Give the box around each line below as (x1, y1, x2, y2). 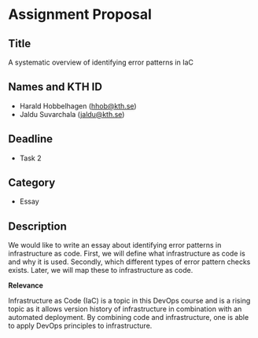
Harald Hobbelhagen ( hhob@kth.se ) (19, 101, 137, 111)
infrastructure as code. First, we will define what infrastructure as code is (8, 249, 245, 259)
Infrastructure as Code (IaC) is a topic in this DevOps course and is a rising (8, 296, 251, 306)
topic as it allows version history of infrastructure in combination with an (8, 304, 242, 314)
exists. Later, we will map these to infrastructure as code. (8, 266, 193, 275)
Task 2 (19, 153, 42, 163)
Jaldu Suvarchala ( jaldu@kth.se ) (19, 109, 125, 119)
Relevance (8, 281, 43, 290)
